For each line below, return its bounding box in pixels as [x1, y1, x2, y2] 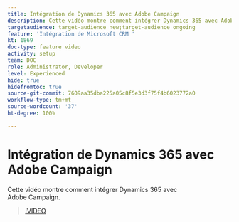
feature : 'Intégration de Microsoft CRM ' [7, 30, 135, 38]
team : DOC [7, 57, 37, 64]
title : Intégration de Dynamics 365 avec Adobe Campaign [7, 10, 180, 18]
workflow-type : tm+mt [7, 97, 72, 104]
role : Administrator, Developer [7, 63, 103, 70]
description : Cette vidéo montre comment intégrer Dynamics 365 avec [7, 17, 218, 24]
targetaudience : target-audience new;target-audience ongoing [7, 23, 196, 31]
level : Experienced [7, 70, 65, 77]
